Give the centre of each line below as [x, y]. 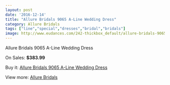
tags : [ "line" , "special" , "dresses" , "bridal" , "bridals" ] [65, 29]
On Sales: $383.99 [25, 58]
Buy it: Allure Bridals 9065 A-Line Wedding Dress [56, 67]
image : [12, 33]
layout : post [19, 10]
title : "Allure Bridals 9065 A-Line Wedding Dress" [61, 19]
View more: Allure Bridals [32, 77]
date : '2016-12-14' [26, 15]
